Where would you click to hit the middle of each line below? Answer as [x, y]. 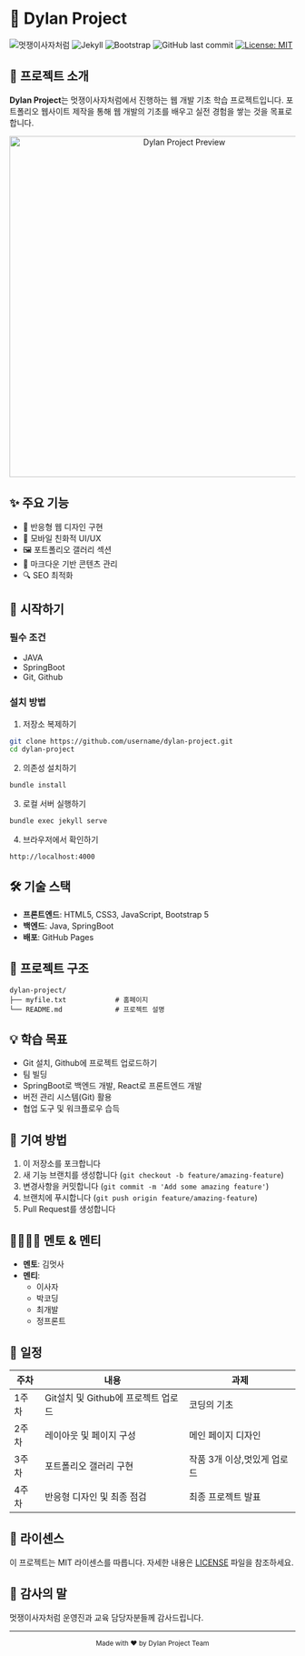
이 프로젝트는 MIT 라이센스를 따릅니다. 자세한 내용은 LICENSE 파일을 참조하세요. [152, 1562]
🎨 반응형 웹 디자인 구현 [63, 527]
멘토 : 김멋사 [44, 1264]
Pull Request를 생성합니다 [69, 1209]
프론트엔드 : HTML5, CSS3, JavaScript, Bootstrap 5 [116, 914]
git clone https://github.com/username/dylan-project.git [121, 741]
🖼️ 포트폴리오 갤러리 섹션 [67, 549]
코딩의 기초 [212, 1404]
